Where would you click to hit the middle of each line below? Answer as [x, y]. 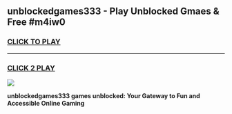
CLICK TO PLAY [34, 42]
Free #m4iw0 [36, 22]
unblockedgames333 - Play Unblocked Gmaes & [113, 11]
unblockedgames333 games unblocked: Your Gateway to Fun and [104, 95]
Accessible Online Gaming [46, 103]
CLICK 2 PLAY [31, 68]
